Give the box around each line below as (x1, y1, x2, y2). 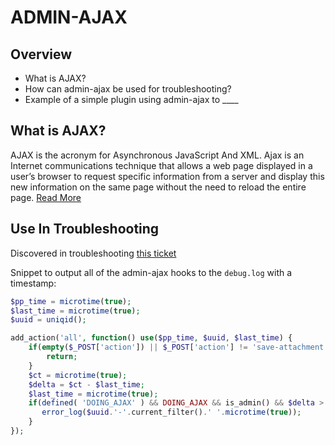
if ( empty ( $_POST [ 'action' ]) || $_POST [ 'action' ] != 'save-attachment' (28, 342, 329, 353)
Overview (10, 46, 73, 63)
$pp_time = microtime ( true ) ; (10, 296, 132, 306)
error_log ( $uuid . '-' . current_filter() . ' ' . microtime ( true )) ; (41, 407, 302, 418)
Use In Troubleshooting (10, 221, 160, 238)
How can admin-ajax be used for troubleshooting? (24, 83, 232, 95)
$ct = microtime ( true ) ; (28, 370, 128, 380)
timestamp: (10, 277, 57, 289)
